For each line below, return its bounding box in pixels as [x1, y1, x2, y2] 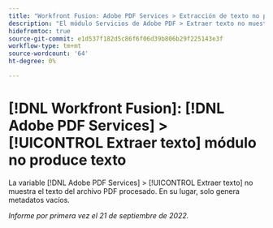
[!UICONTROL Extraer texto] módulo [8, 134, 258, 153]
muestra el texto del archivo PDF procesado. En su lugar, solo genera [8, 186, 240, 196]
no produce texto [8, 151, 127, 170]
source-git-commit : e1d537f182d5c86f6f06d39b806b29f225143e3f [8, 34, 223, 43]
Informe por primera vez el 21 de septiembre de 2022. [8, 210, 189, 220]
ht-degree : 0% [8, 58, 57, 66]
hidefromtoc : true [8, 27, 71, 35]
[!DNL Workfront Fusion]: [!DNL [8, 99, 225, 118]
